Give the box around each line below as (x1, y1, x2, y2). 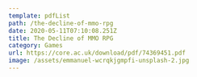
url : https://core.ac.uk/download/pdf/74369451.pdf (8, 49, 186, 57)
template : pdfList (8, 11, 70, 20)
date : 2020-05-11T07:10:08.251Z (8, 26, 117, 34)
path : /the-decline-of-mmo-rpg (8, 19, 114, 27)
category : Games (8, 42, 63, 50)
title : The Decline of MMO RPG (8, 34, 114, 43)
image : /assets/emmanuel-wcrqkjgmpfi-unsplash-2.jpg (8, 57, 190, 65)
